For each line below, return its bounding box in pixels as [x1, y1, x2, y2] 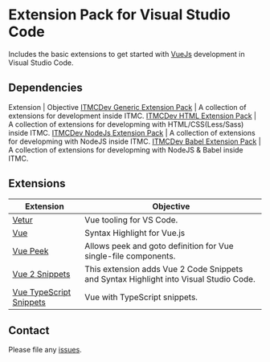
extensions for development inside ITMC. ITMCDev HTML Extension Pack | [8, 111, 257, 120]
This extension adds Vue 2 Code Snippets [84, 263, 243, 275]
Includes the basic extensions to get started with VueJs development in [8, 49, 245, 59]
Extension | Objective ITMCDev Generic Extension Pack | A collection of [8, 102, 247, 112]
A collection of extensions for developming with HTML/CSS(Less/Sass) [8, 119, 244, 129]
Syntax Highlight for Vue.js [84, 227, 186, 238]
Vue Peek [12, 245, 49, 256]
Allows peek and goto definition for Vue [84, 240, 235, 251]
